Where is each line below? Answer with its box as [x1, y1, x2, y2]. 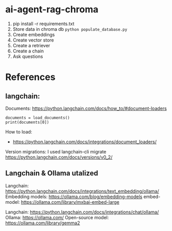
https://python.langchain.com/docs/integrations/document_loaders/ [12, 139, 157, 145]
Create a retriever [12, 42, 50, 48]
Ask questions [12, 53, 43, 60]
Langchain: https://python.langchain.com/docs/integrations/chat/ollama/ [5, 209, 159, 215]
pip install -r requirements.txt [12, 21, 74, 27]
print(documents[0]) [5, 120, 50, 125]
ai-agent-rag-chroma [5, 4, 99, 15]
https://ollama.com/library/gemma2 [5, 220, 81, 226]
